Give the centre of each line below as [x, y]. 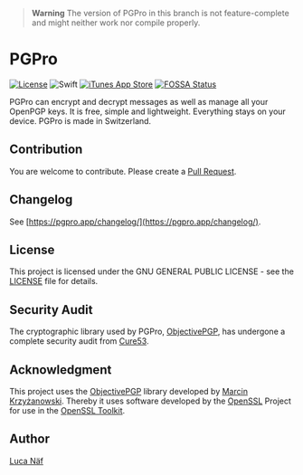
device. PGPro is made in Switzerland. [80, 120]
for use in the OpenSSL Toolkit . [67, 410]
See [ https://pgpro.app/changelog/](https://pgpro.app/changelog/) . [135, 222]
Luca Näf [26, 461]
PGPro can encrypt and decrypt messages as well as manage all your [139, 101]
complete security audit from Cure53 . [79, 341]
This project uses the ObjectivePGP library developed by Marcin [129, 391]
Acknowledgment [61, 370]
